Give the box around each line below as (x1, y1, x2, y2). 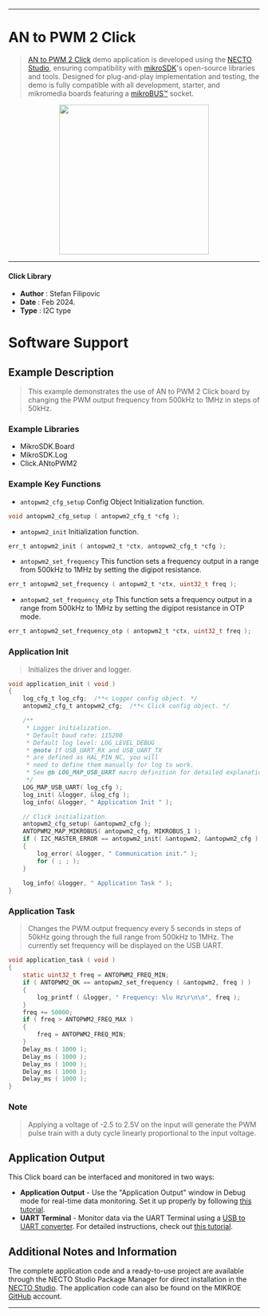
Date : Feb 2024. (19, 297, 76, 307)
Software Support (8, 334, 129, 352)
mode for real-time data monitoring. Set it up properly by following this (19, 1196, 252, 1206)
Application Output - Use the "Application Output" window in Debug (19, 1187, 246, 1198)
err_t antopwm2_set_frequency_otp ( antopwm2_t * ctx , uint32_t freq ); (8, 628, 251, 636)
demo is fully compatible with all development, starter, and (27, 80, 221, 89)
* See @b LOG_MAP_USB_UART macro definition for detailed (26, 768, 223, 777)
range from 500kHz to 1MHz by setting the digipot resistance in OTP (19, 604, 245, 613)
